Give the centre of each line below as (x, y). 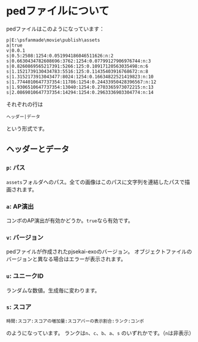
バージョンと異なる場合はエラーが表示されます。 (66, 259)
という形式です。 (27, 129)
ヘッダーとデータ (38, 149)
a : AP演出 (20, 206)
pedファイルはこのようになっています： (55, 29)
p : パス (16, 168)
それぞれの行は (25, 104)
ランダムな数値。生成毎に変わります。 (53, 290)
